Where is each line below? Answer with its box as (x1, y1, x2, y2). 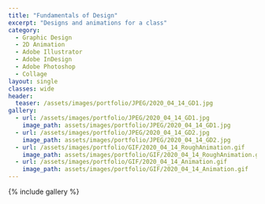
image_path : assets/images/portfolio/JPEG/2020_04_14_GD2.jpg (22, 135, 231, 144)
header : (8, 92, 34, 100)
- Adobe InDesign (15, 56, 73, 64)
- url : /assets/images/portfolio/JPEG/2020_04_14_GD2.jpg (15, 128, 211, 136)
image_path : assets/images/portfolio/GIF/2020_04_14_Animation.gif (22, 165, 248, 173)
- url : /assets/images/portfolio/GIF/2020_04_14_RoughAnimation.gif (15, 143, 245, 151)
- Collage (15, 70, 47, 78)
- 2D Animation (15, 41, 65, 49)
